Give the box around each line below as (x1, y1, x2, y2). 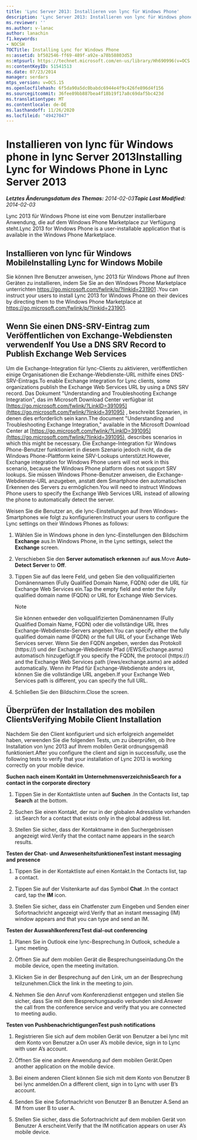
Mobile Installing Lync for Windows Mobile (6, 257, 163, 268)
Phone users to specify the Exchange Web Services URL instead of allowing (6, 490, 190, 497)
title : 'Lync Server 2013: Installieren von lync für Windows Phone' (6, 8, 180, 15)
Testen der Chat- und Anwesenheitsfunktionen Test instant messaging (6, 850, 182, 857)
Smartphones (6, 513, 39, 521)
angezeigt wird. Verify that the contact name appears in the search (14, 832, 175, 839)
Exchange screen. (14, 544, 60, 551)
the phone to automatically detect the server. (6, 496, 115, 503)
